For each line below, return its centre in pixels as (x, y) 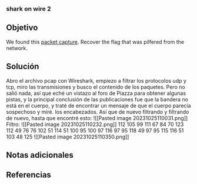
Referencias (29, 175)
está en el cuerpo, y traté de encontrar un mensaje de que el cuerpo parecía (98, 105)
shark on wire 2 (29, 9)
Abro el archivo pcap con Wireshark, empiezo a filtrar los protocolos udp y (96, 80)
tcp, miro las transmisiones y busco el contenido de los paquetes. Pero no (96, 87)
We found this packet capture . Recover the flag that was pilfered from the (95, 42)
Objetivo (22, 28)
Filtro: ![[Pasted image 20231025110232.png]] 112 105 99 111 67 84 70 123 (95, 124)
